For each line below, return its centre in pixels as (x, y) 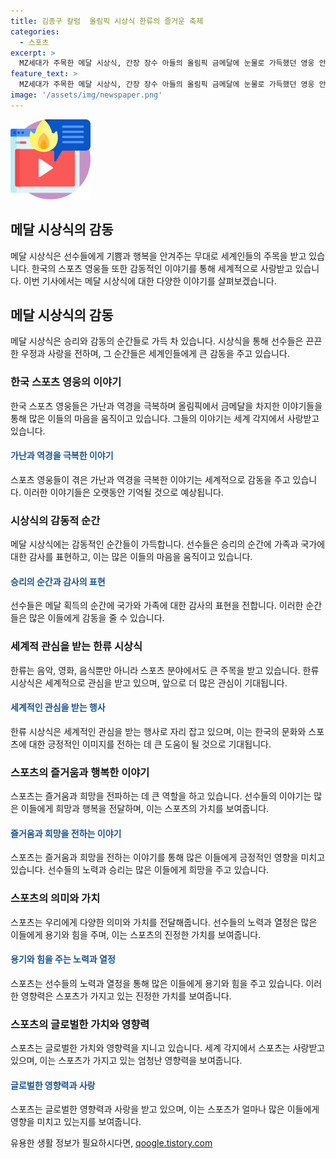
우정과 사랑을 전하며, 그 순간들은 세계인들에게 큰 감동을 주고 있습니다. (155, 354)
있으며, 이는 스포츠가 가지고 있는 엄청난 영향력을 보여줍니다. (126, 1061)
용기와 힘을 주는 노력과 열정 (63, 959)
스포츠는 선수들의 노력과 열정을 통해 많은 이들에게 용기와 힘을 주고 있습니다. (157, 983)
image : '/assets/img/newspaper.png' (86, 95)
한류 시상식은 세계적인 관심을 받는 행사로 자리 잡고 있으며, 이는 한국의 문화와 (158, 731)
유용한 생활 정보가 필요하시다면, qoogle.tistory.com (111, 1143)
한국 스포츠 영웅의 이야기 (66, 382)
